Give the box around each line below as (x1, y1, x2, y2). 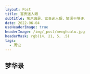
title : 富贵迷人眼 (5, 12, 39, 16)
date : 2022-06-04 (5, 20, 40, 25)
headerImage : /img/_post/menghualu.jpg (5, 29, 85, 34)
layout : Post (5, 7, 31, 12)
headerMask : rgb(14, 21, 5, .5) (5, 34, 70, 39)
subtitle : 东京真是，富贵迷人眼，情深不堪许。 (5, 16, 88, 21)
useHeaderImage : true (5, 25, 49, 30)
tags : (5, 38, 16, 43)
